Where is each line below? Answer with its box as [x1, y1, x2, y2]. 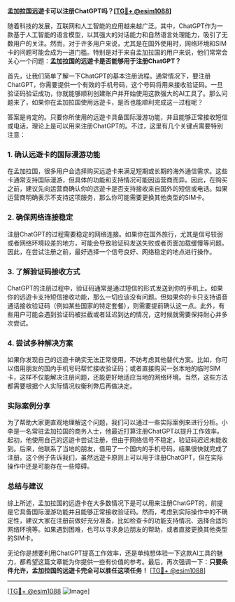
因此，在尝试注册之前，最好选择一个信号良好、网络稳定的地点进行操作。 [7, 247, 215, 255]
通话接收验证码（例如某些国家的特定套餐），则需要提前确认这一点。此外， [7, 301, 219, 309]
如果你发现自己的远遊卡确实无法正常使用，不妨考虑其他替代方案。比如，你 [7, 356, 222, 364]
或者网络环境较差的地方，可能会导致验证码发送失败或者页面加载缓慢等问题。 [7, 239, 228, 247]
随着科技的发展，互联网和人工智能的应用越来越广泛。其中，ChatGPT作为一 [7, 22, 224, 30]
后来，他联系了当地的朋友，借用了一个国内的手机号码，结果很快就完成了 [19, 445, 228, 453]
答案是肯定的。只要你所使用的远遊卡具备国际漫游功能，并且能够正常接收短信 [7, 113, 228, 121]
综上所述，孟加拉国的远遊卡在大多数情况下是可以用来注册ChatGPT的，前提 [7, 498, 224, 507]
